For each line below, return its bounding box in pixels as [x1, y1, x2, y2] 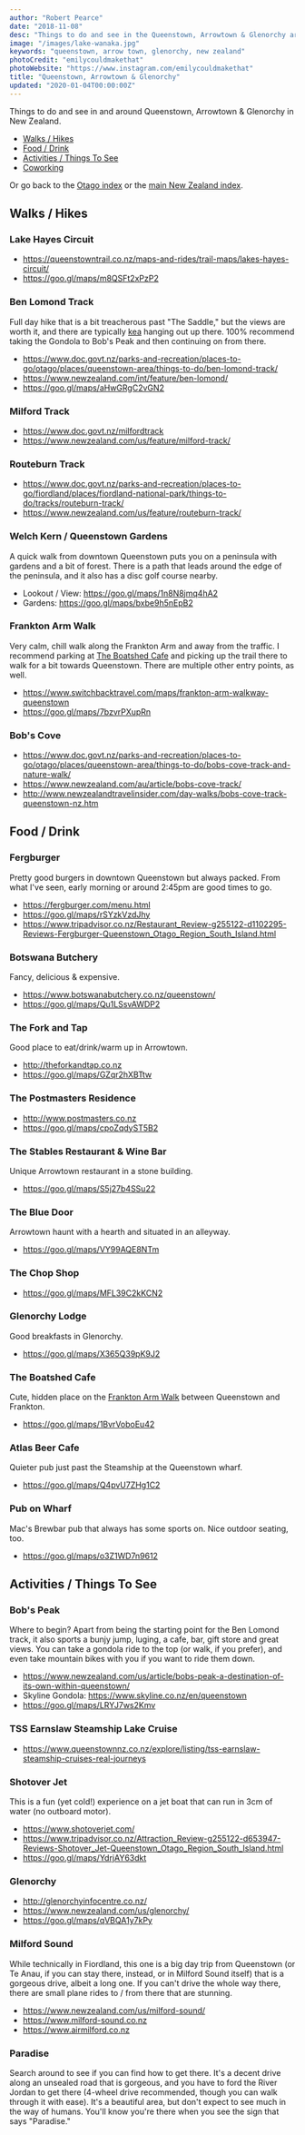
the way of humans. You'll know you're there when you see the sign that [9, 2106, 280, 2117]
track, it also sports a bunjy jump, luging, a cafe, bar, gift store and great [9, 1634, 280, 1645]
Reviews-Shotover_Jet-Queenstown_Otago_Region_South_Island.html [22, 1843, 284, 1853]
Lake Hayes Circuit [9, 232, 94, 245]
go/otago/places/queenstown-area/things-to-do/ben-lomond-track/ [22, 362, 279, 373]
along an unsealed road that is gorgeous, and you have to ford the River [9, 2077, 278, 2088]
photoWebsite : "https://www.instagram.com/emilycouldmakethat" [9, 64, 254, 74]
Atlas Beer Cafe [9, 1441, 80, 1454]
